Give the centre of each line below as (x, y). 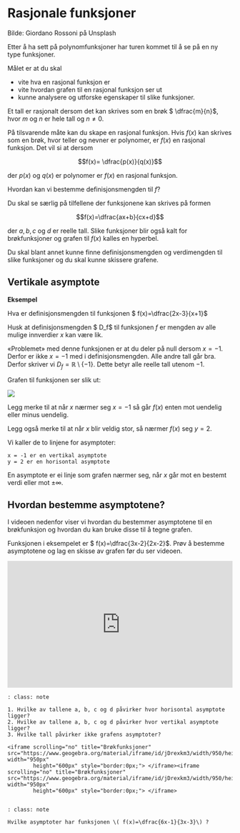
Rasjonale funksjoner (72, 13)
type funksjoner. (31, 54)
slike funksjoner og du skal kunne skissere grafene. (83, 259)
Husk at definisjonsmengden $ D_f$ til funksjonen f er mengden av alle (112, 327)
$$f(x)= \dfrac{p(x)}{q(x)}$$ (120, 161)
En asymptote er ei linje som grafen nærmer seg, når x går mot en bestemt (117, 475)
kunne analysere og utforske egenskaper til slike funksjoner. (106, 97)
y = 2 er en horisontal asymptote (59, 462)
